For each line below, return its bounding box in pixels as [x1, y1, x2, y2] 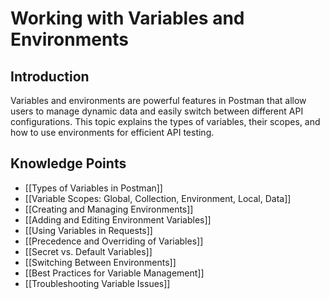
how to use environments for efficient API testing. [10, 127, 215, 138]
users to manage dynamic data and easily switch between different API [10, 105, 304, 117]
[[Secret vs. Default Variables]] [24, 245, 153, 257]
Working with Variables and [10, 7, 245, 30]
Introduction [10, 68, 90, 85]
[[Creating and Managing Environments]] [24, 203, 194, 215]
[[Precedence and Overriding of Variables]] [24, 235, 204, 247]
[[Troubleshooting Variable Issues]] [24, 277, 171, 289]
